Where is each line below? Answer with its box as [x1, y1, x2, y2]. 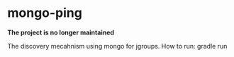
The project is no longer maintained [7, 28, 115, 37]
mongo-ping [7, 5, 83, 21]
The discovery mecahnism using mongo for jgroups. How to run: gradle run [7, 42, 228, 50]
